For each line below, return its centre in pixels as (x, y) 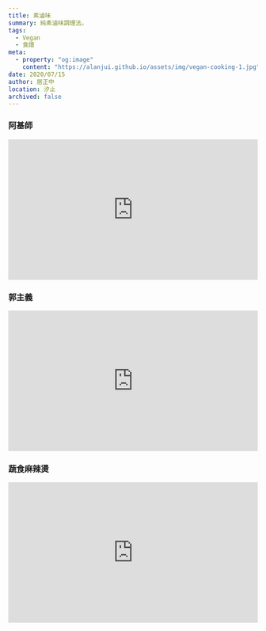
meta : (17, 52)
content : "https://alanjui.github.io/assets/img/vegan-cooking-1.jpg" (141, 67)
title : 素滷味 (30, 15)
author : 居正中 (31, 82)
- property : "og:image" (54, 60)
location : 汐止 (32, 89)
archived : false (35, 97)
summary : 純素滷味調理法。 (48, 23)
